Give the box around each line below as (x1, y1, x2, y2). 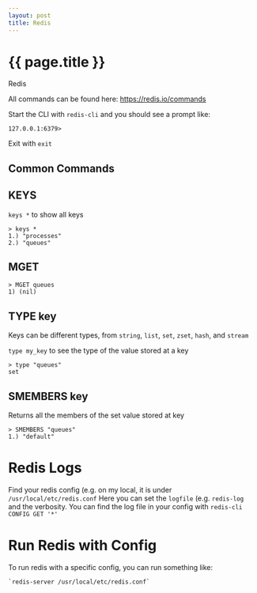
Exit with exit (8, 139, 53, 149)
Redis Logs (8, 459, 82, 477)
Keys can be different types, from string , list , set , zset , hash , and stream (8, 330, 249, 340)
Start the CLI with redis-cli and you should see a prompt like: (8, 110, 211, 119)
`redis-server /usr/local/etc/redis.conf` (8, 578, 150, 586)
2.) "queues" (8, 239, 51, 247)
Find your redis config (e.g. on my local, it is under (8, 485, 172, 495)
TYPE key (8, 309, 57, 323)
